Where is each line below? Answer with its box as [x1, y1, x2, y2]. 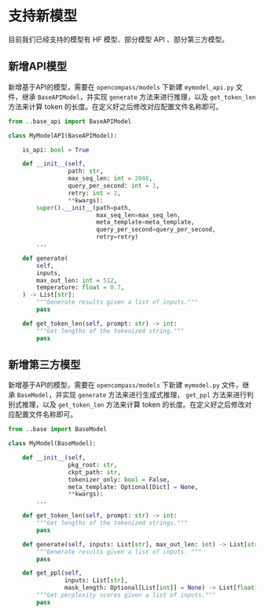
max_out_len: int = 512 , [36, 276, 118, 284]
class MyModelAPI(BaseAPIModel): [8, 131, 118, 140]
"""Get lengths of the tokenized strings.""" [36, 519, 189, 527]
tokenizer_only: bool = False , [68, 476, 170, 484]
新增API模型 [8, 60, 68, 73]
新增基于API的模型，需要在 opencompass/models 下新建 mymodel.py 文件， [8, 380, 243, 389]
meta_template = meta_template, [95, 218, 195, 226]
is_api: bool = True [22, 146, 90, 154]
